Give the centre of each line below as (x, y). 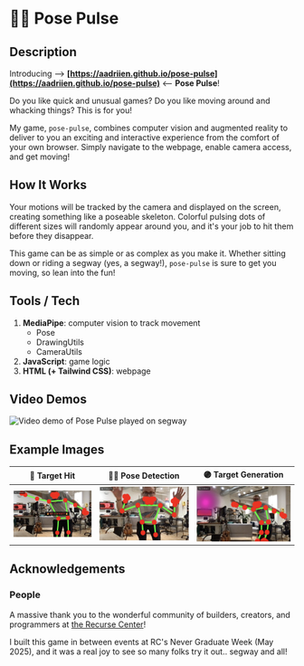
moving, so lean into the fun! (62, 272)
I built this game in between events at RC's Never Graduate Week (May (142, 642)
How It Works (48, 185)
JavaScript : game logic (66, 361)
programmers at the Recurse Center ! (78, 624)
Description (43, 52)
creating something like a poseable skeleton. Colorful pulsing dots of (138, 216)
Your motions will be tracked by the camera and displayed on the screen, (145, 206)
